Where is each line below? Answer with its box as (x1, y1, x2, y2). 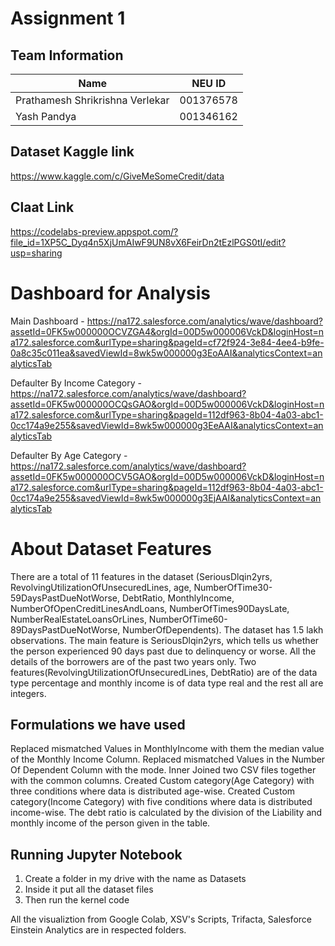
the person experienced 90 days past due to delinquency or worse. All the (10, 645, 317, 657)
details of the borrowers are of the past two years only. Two (10, 655, 257, 667)
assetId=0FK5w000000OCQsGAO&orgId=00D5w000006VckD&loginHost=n (10, 398, 325, 410)
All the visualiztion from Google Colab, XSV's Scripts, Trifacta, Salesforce (10, 913, 312, 926)
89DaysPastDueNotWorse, (10, 623, 121, 636)
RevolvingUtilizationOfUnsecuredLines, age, (10, 581, 192, 593)
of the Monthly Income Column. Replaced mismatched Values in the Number (10, 753, 326, 766)
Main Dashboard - (10, 315, 85, 327)
